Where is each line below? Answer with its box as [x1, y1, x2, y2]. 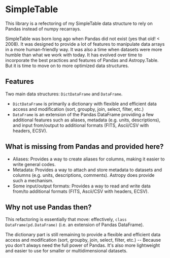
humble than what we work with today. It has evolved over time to [5, 52, 143, 58]
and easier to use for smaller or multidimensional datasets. [5, 248, 128, 254]
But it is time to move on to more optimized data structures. [5, 62, 129, 69]
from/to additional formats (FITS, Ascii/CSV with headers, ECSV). [12, 188, 149, 194]
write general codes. [12, 161, 56, 167]
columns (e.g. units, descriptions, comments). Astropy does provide [12, 172, 155, 178]
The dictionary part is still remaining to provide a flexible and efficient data [5, 232, 161, 238]
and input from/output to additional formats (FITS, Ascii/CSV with [12, 122, 149, 128]
